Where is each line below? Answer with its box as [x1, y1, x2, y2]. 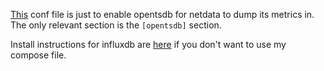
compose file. [10, 49, 67, 61]
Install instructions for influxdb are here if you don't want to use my [10, 39, 287, 50]
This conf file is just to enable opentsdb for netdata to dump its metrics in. [10, 9, 315, 20]
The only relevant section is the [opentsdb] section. [10, 19, 222, 31]
